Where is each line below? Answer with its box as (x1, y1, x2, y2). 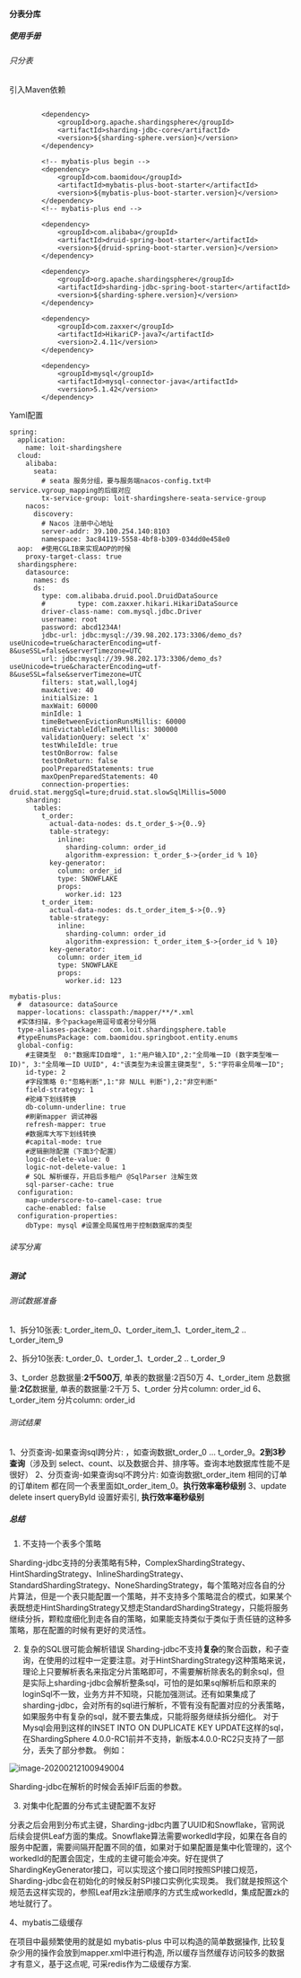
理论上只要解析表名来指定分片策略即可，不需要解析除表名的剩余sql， (21, 1666, 278, 1676)
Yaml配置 (9, 409, 44, 421)
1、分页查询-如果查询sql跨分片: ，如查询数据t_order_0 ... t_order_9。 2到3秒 (9, 1446, 287, 1457)
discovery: (32, 510, 74, 519)
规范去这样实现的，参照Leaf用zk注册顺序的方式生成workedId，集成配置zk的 (9, 1886, 289, 1897)
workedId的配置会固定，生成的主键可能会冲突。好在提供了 (9, 1852, 225, 1863)
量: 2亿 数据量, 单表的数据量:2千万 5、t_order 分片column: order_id (9, 1384, 251, 1394)
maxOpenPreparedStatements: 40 (41, 772, 159, 781)
